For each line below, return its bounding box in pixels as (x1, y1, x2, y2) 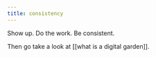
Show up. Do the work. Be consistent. (7, 29, 115, 37)
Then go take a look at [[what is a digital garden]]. (7, 42, 150, 50)
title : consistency (7, 10, 64, 17)
